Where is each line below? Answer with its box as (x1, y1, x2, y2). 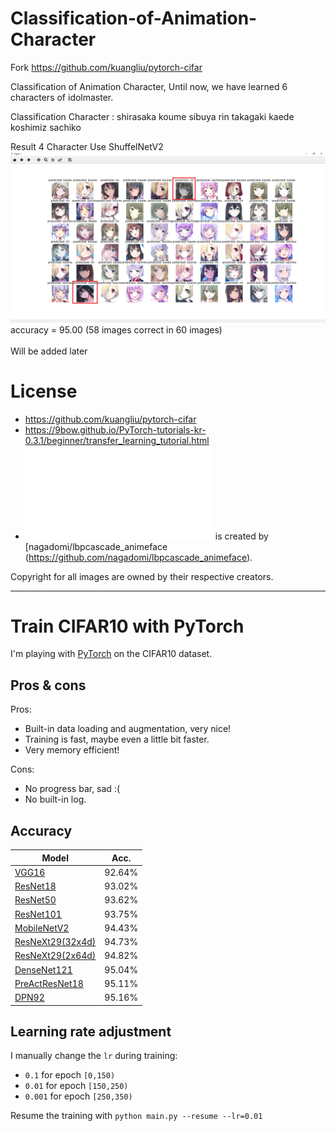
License (10, 380, 78, 402)
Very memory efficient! (24, 744, 120, 756)
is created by (214, 530, 269, 542)
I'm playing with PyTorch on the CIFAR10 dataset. (10, 648, 213, 660)
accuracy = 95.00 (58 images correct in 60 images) (10, 323, 223, 336)
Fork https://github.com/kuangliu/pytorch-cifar (10, 61, 203, 73)
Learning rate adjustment (10, 1023, 172, 1040)
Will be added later (10, 345, 88, 357)
